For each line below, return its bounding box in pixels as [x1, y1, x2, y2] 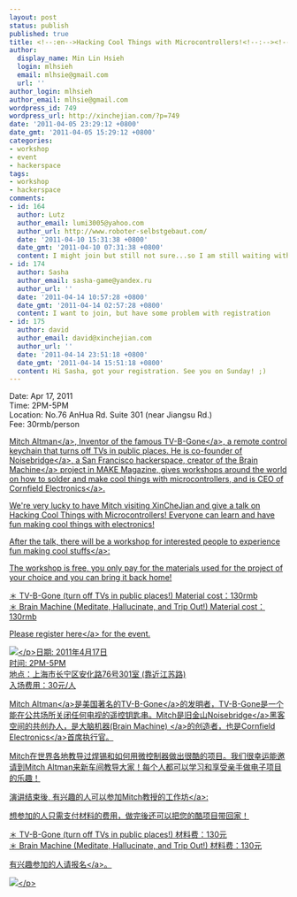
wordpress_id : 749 [9, 103, 77, 112]
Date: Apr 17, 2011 [9, 391, 73, 402]
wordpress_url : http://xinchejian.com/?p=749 [9, 111, 179, 120]
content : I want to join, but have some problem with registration [17, 309, 271, 318]
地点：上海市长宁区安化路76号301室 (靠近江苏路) [9, 669, 187, 679]
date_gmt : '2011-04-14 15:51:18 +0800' [17, 358, 164, 367]
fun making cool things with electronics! [9, 519, 155, 530]
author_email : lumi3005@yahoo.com [17, 218, 144, 227]
